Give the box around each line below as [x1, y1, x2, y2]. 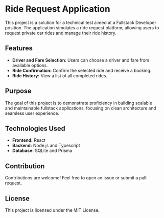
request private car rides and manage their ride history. [5, 30, 117, 36]
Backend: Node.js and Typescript [12, 143, 80, 149]
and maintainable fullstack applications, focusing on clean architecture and [5, 105, 157, 111]
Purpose [5, 87, 32, 95]
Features [5, 44, 33, 52]
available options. [12, 62, 48, 68]
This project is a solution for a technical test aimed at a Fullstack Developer [5, 20, 157, 25]
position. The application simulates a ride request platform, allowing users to [5, 24, 159, 30]
